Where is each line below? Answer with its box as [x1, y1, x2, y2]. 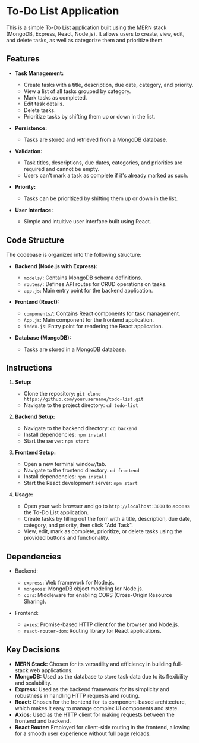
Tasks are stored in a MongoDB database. [23, 346, 127, 353]
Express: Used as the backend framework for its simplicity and [14, 686, 169, 692]
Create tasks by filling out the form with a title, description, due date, [23, 515, 192, 523]
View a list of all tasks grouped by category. [23, 88, 131, 95]
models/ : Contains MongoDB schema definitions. [23, 274, 143, 281]
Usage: [14, 491, 33, 498]
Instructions [6, 362, 52, 373]
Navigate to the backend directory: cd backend [23, 425, 137, 432]
